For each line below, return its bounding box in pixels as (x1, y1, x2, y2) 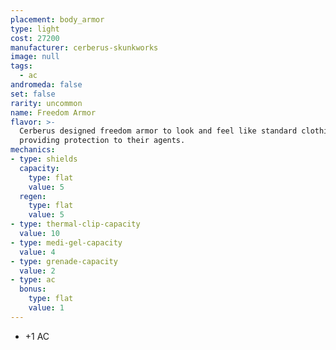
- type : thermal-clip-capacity (10, 219, 141, 230)
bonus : (19, 284, 47, 295)
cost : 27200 (10, 33, 60, 43)
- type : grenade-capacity (10, 256, 118, 266)
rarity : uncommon (10, 98, 83, 108)
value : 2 (19, 266, 56, 276)
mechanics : (10, 145, 56, 155)
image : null (10, 52, 60, 62)
